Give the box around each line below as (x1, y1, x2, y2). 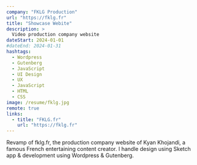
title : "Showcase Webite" (6, 20, 72, 26)
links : (6, 111, 23, 117)
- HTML (12, 88, 29, 94)
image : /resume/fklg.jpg (6, 99, 70, 105)
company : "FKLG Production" (6, 9, 78, 15)
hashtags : (6, 49, 32, 55)
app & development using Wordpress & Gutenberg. (6, 152, 134, 159)
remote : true (6, 105, 40, 111)
